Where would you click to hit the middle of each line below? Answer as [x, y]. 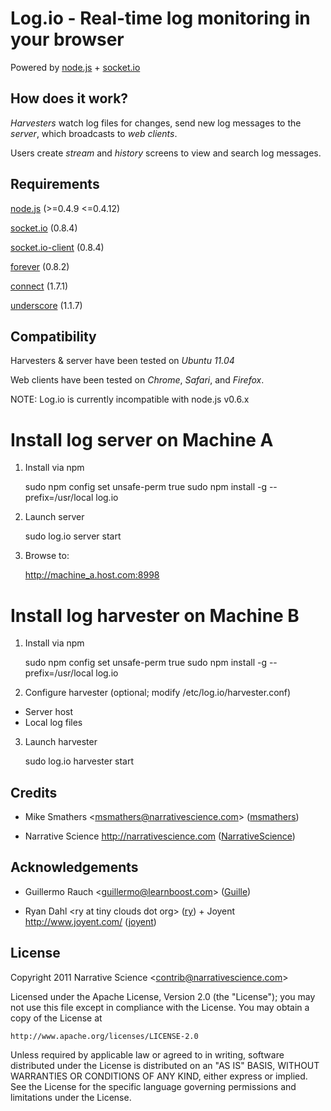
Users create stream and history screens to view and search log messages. [166, 153]
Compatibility [53, 336]
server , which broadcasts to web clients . [94, 133]
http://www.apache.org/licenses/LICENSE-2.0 [104, 1036]
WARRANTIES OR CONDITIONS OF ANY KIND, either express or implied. [159, 1076]
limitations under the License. [71, 1097]
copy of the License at [56, 1018]
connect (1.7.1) [39, 286]
